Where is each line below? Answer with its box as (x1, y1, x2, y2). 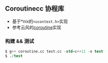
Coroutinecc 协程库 (5, 4, 65, 13)
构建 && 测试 (5, 38, 35, 45)
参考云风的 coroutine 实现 (12, 24, 62, 30)
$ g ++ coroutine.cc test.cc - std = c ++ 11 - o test (5, 49, 104, 54)
